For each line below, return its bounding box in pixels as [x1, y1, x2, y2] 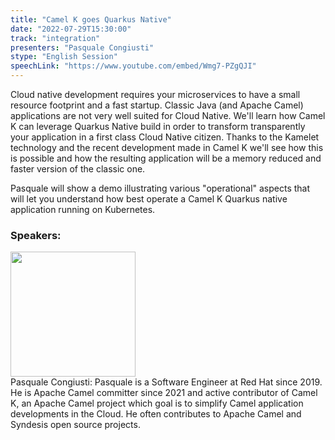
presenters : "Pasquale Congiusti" [10, 42, 155, 53]
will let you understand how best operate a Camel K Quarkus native [10, 193, 288, 205]
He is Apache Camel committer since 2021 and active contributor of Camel [10, 387, 318, 399]
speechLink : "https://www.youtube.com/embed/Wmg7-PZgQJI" [10, 61, 257, 71]
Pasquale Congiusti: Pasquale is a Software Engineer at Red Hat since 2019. [10, 376, 323, 388]
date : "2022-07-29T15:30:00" [10, 24, 132, 34]
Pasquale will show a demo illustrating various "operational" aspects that [10, 182, 311, 194]
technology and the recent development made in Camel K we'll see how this [10, 142, 324, 153]
